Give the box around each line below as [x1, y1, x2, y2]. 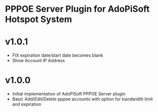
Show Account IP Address [12, 58, 65, 64]
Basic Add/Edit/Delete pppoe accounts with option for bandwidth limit [12, 96, 153, 102]
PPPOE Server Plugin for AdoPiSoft [5, 3, 150, 15]
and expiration [12, 101, 42, 107]
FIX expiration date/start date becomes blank [12, 52, 104, 58]
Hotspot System [5, 14, 72, 25]
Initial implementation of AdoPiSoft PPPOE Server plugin [12, 91, 126, 97]
